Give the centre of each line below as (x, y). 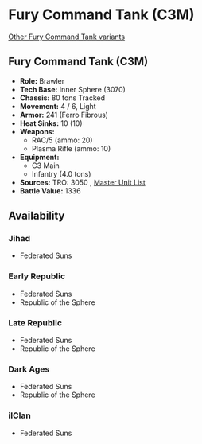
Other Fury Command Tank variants (67, 37)
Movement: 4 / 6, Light (58, 106)
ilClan (20, 415)
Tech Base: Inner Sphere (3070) (72, 89)
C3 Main (45, 166)
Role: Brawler (42, 80)
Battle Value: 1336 (50, 191)
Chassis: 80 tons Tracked (62, 98)
